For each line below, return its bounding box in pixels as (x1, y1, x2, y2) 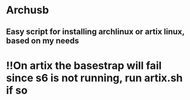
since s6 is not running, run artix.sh (6, 71, 183, 84)
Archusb (6, 3, 49, 17)
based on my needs (6, 35, 79, 45)
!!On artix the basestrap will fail (6, 59, 162, 72)
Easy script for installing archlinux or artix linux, (6, 27, 185, 37)
